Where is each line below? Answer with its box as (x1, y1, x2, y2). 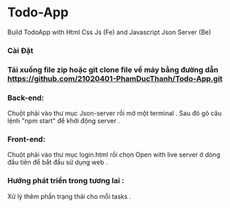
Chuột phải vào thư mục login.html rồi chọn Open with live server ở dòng (7, 150, 221, 159)
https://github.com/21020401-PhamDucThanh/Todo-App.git (7, 73, 223, 83)
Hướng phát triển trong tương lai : (7, 176, 125, 186)
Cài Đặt (7, 46, 33, 56)
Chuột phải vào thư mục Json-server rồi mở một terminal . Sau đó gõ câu (7, 109, 222, 118)
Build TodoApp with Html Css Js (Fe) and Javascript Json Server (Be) (7, 28, 211, 36)
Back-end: (7, 93, 44, 103)
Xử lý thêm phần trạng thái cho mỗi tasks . (7, 192, 132, 200)
